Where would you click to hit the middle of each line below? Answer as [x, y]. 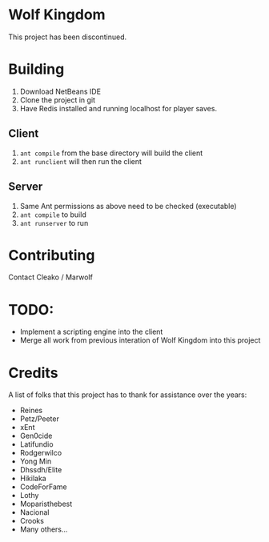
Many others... [44, 529]
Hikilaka [33, 479]
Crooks [32, 521]
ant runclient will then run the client [81, 161]
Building [36, 69]
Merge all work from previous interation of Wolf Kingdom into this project [140, 340]
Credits [33, 373]
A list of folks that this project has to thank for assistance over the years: [128, 395]
